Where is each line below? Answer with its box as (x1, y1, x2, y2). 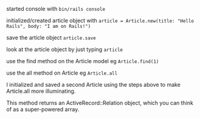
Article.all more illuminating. (6, 87, 76, 95)
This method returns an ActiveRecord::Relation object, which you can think (6, 100, 193, 106)
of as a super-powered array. (6, 106, 80, 113)
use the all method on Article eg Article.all (6, 69, 118, 76)
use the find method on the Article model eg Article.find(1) (6, 58, 159, 64)
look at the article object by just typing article (6, 46, 123, 53)
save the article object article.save (6, 34, 96, 41)
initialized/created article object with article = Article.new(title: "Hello (6, 17, 195, 24)
